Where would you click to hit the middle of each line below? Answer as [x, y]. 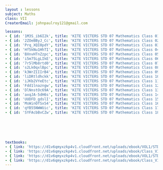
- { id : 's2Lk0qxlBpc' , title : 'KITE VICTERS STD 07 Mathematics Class [79, 68]
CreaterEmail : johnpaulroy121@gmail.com [47, 23]
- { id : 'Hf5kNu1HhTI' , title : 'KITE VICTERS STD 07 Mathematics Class [79, 50]
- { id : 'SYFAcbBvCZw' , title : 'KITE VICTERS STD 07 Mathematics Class [79, 113]
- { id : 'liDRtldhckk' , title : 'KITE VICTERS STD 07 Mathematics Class [79, 77]
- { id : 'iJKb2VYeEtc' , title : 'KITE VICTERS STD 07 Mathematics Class [79, 81]
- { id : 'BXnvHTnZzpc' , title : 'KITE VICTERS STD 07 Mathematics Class [79, 54]
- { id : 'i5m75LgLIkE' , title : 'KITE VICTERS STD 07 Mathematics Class [79, 58]
